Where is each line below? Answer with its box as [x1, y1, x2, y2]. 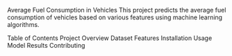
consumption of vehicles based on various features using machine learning [7, 13, 223, 21]
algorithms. [7, 21, 40, 28]
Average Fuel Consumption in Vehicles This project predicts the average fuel [7, 6, 226, 14]
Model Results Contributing [7, 41, 85, 49]
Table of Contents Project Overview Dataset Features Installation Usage [7, 34, 213, 42]
